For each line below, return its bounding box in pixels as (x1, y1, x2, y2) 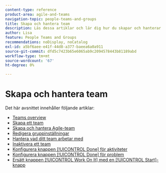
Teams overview (12, 115, 46, 121)
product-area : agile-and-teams (5, 12, 70, 17)
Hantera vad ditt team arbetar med (12, 136, 83, 142)
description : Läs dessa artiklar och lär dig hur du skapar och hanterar (5, 26, 162, 31)
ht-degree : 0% (5, 63, 35, 68)
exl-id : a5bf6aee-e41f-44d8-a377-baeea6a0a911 (5, 44, 103, 49)
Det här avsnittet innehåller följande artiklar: (5, 105, 95, 111)
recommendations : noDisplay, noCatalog (5, 40, 88, 45)
